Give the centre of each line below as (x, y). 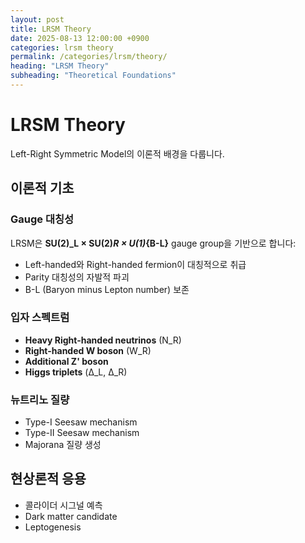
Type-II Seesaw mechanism (82, 433)
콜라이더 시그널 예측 (63, 505)
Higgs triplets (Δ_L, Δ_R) (76, 372)
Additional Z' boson (66, 361)
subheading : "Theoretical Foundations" (93, 76)
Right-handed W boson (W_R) (88, 350)
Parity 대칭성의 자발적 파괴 (77, 277)
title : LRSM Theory (51, 29)
